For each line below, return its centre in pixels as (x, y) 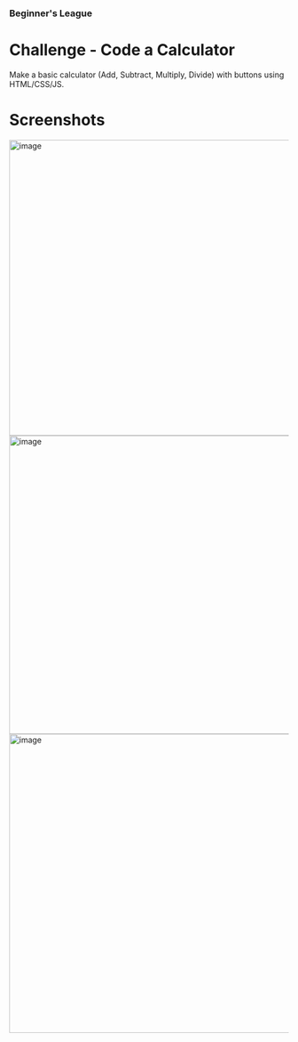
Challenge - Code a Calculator (122, 50)
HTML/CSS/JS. (37, 84)
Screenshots (57, 120)
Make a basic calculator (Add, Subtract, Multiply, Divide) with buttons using (147, 75)
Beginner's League (51, 13)
